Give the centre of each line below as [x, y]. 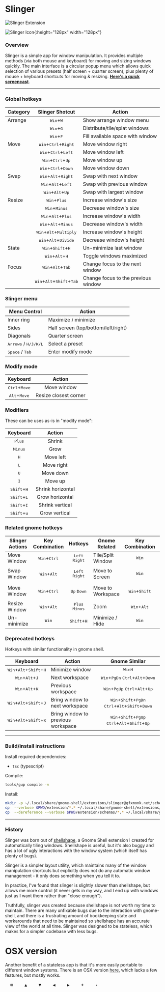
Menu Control [26, 312]
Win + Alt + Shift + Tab [56, 281]
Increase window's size [110, 200]
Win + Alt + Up [56, 192]
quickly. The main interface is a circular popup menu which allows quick [78, 66]
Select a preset [66, 343]
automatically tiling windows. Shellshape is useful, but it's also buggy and [80, 846]
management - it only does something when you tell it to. [63, 876]
